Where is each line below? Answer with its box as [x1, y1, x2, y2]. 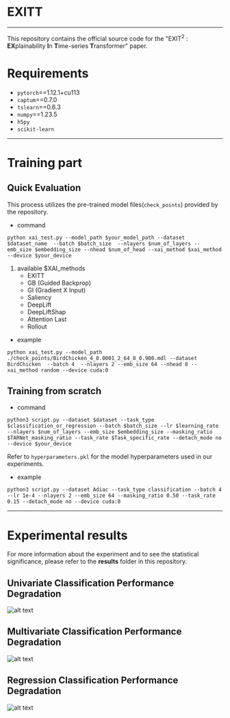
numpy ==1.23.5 [16, 110, 57, 118]
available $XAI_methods [16, 264, 86, 272]
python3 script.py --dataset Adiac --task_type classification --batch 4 [7, 487, 222, 493]
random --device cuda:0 [40, 367, 109, 374]
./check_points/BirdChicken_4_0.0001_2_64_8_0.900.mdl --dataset [7, 355, 197, 361]
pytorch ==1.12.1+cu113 [16, 88, 80, 97]
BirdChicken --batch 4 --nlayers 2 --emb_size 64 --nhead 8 [7, 361, 188, 368]
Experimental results [7, 528, 128, 543]
